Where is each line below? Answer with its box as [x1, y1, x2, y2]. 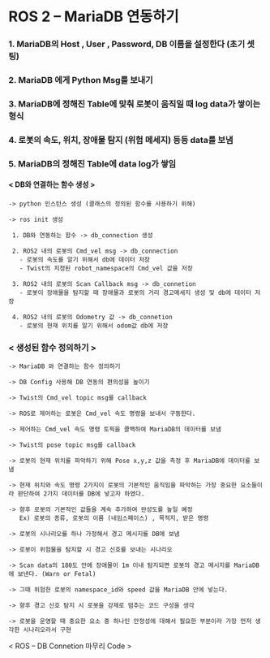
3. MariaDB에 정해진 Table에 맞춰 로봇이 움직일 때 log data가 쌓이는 [8, 98, 261, 110]
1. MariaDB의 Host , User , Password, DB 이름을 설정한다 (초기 [8, 38, 246, 50]
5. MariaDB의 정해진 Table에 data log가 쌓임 [8, 158, 177, 169]
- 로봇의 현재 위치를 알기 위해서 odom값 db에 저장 [19, 322, 169, 330]
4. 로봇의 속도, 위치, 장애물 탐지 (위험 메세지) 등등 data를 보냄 [8, 134, 234, 145]
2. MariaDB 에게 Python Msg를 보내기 [8, 75, 153, 86]
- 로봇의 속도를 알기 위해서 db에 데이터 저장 [19, 256, 151, 264]
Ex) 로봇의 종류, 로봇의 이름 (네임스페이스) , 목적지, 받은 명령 [19, 514, 209, 522]
